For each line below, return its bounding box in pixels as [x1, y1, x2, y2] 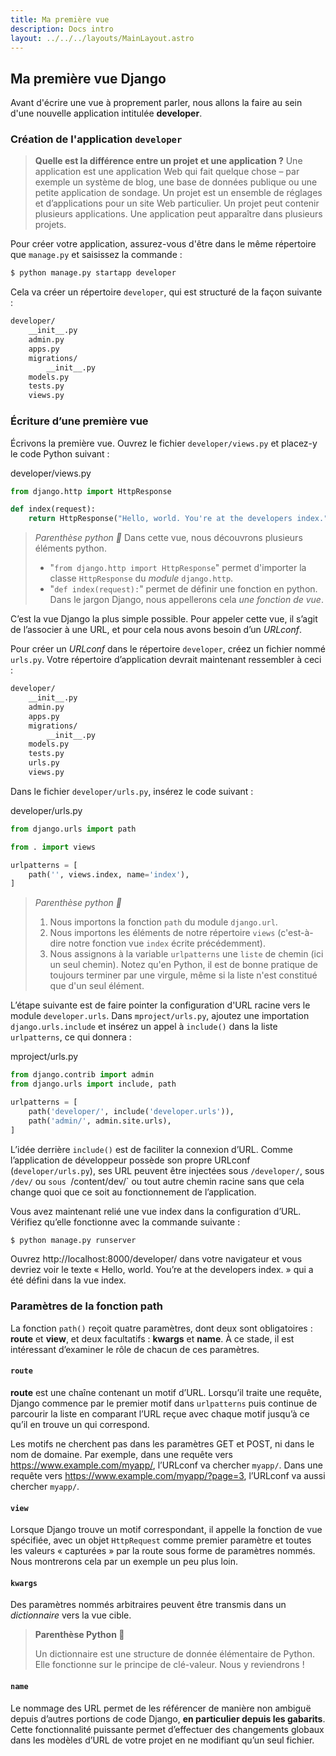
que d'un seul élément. [49, 980, 145, 992]
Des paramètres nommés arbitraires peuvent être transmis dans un [10, 1599, 287, 1611]
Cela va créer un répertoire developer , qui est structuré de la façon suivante [10, 286, 323, 298]
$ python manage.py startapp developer [10, 268, 177, 278]
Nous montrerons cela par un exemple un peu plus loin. [10, 1556, 239, 1568]
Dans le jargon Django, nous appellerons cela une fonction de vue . [49, 594, 324, 606]
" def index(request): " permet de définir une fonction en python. [49, 583, 318, 595]
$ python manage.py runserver [10, 1235, 137, 1245]
